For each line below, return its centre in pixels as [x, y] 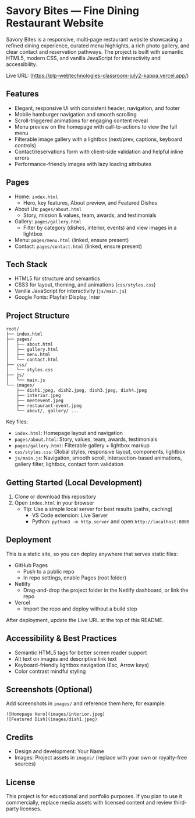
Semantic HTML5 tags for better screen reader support [81, 653]
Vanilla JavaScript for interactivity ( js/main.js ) [70, 291]
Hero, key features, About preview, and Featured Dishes [90, 202]
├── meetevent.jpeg [40, 401]
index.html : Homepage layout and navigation [69, 433]
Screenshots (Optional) [49, 690]
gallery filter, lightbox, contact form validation [69, 464]
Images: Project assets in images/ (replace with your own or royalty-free [101, 758]
